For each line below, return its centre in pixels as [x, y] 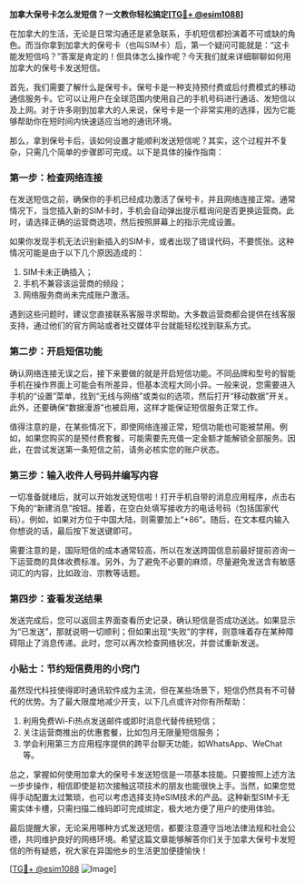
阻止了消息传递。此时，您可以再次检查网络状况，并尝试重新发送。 [140, 643]
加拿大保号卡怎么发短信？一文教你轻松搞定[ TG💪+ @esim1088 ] [127, 14]
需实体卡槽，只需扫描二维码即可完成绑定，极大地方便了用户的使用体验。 [144, 808]
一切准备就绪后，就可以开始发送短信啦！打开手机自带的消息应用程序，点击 [148, 496]
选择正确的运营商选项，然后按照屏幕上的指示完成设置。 [137, 222]
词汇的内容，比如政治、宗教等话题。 [77, 573]
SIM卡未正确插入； [58, 272]
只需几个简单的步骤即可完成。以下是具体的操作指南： [124, 152]
